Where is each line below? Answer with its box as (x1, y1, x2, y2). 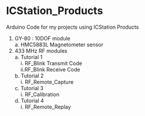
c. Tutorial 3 (14, 84, 44, 91)
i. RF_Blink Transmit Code (20, 60, 82, 67)
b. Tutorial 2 (14, 72, 44, 79)
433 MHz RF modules (14, 47, 68, 54)
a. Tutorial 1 (14, 53, 43, 60)
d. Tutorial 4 (14, 97, 44, 104)
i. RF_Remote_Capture (20, 78, 74, 86)
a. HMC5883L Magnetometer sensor (14, 41, 104, 48)
